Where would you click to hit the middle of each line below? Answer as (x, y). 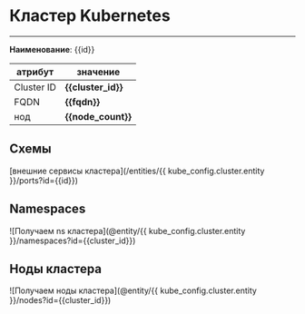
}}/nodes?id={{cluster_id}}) (60, 300)
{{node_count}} (98, 116)
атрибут (35, 72)
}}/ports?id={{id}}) (44, 180)
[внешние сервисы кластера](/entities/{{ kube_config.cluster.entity (137, 171)
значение (98, 72)
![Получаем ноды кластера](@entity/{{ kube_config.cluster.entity (133, 290)
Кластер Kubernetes (90, 16)
